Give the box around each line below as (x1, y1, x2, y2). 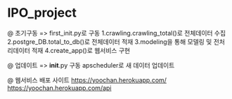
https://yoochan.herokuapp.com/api (7, 84, 112, 92)
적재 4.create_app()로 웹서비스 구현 (31, 46, 131, 54)
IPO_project (7, 5, 77, 21)
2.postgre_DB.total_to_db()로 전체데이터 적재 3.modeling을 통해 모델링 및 (7, 37, 212, 46)
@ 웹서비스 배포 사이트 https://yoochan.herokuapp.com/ (7, 75, 167, 84)
